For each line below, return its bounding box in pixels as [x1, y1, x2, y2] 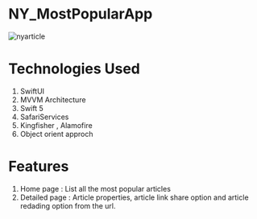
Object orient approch [19, 129, 94, 138]
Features [8, 158, 69, 176]
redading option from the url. [19, 200, 116, 210]
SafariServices [19, 112, 69, 122]
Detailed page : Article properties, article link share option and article [19, 192, 249, 202]
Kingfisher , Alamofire [19, 120, 93, 130]
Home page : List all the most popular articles [19, 184, 172, 193]
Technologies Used [8, 60, 141, 78]
